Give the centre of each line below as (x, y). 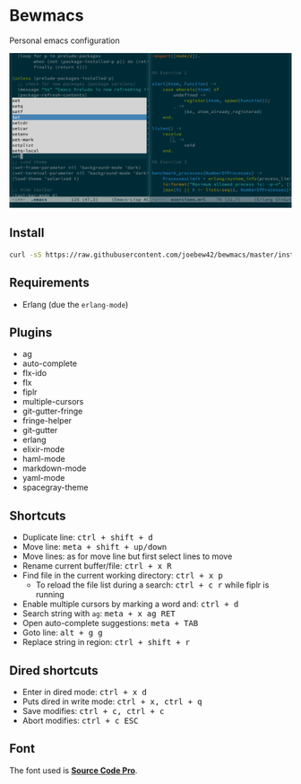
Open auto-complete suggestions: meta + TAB (110, 623)
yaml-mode (43, 478)
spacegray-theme (55, 488)
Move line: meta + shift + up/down (95, 547)
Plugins (31, 332)
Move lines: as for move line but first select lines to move (127, 556)
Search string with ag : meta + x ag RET (99, 614)
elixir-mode (43, 449)
